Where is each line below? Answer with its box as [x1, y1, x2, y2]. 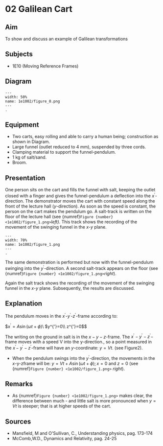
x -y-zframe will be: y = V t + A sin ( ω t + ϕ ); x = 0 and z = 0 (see [12, 360, 139, 366]
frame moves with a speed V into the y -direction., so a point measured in [5, 339, 152, 345]
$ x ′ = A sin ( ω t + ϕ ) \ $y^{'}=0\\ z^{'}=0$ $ [5, 323, 87, 329]
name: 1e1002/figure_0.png [5, 99, 60, 104]
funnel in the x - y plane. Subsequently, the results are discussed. [5, 285, 135, 291]
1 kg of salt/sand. [12, 154, 47, 160]
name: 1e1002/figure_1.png [5, 242, 60, 247]
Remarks [5, 380, 33, 388]
